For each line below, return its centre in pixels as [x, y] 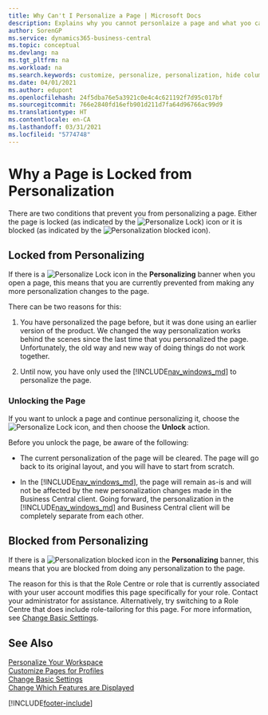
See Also [31, 643]
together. [35, 356]
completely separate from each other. [82, 515]
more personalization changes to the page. [79, 292]
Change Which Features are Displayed [71, 688]
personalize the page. [55, 380]
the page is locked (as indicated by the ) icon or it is [125, 221]
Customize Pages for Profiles [56, 671]
